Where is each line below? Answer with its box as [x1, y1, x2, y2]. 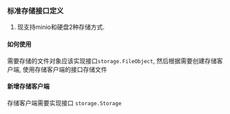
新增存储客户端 [7, 82, 50, 91]
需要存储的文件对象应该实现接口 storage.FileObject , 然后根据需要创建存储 [7, 56, 217, 65]
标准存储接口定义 [7, 5, 64, 15]
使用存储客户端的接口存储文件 [22, 65, 107, 73]
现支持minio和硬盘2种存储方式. [17, 23, 105, 32]
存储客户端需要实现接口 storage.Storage [7, 98, 122, 107]
